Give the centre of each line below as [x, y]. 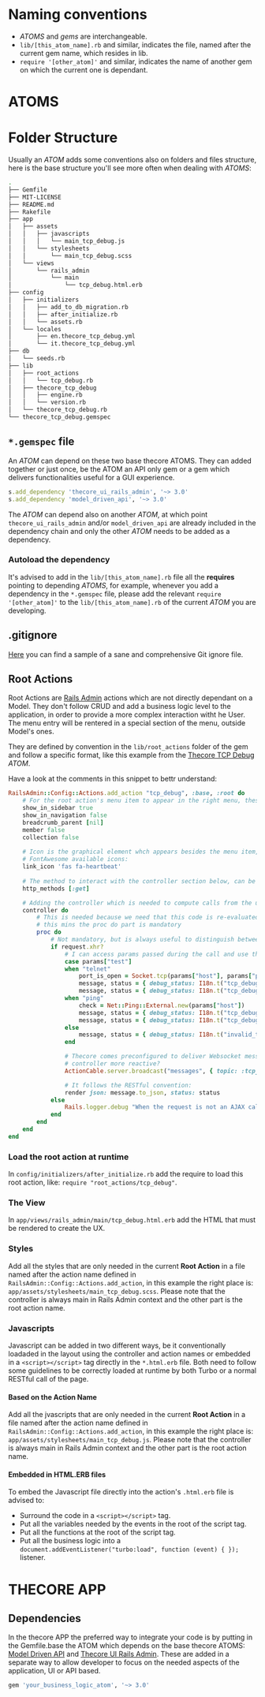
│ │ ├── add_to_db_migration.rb [68, 307]
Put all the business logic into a [70, 1541]
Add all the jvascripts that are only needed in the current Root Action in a [127, 1415]
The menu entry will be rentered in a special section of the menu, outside [127, 723]
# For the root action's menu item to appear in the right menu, [132, 801]
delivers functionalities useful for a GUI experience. [91, 477]
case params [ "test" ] [98, 961]
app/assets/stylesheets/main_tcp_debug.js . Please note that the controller [130, 1440]
